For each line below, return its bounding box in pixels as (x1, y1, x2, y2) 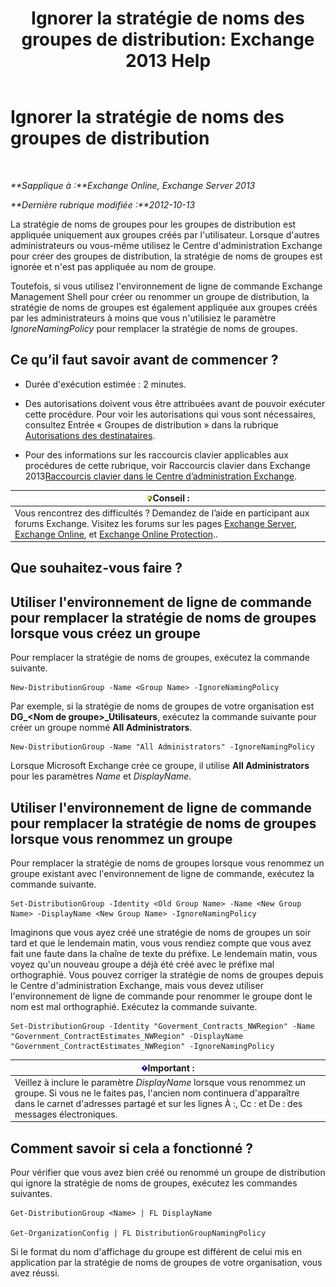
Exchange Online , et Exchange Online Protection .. (14, 528, 218, 540)
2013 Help (124, 50, 212, 72)
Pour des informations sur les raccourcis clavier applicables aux (24, 448, 290, 461)
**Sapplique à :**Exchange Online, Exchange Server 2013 (10, 179, 256, 191)
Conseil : (152, 492, 190, 504)
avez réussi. (10, 1267, 60, 1279)
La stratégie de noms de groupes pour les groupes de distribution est (10, 218, 297, 230)
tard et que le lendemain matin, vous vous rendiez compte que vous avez (10, 937, 312, 949)
